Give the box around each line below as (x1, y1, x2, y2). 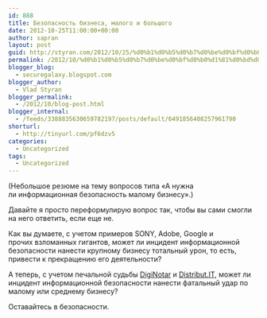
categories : (8, 137, 48, 145)
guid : (8, 48, 26, 56)
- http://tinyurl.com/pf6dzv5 (15, 130, 115, 138)
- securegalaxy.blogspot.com (15, 71, 112, 79)
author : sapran (8, 33, 59, 42)
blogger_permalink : (8, 93, 73, 101)
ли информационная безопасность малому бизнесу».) (8, 190, 194, 200)
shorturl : (8, 122, 41, 130)
